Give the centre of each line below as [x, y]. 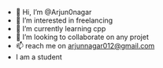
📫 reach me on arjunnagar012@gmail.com [85, 46]
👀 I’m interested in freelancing [64, 20]
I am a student [39, 57]
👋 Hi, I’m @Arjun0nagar [54, 12]
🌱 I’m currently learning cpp [61, 29]
